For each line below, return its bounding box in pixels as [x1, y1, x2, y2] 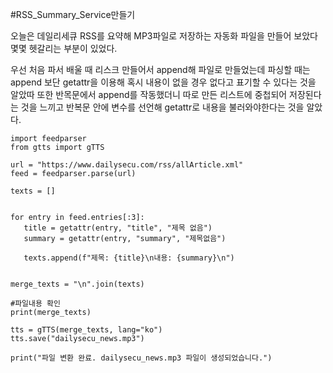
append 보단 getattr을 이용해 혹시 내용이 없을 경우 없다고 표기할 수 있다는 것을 [10, 76, 317, 88]
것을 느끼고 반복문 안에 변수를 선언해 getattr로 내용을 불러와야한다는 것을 [20, 101, 305, 113]
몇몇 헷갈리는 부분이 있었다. [10, 43, 118, 54]
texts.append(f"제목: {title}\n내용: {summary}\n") [23, 253, 235, 263]
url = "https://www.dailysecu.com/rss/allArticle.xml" [10, 160, 244, 170]
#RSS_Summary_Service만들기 [10, 9, 136, 20]
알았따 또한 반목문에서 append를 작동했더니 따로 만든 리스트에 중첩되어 [10, 89, 288, 100]
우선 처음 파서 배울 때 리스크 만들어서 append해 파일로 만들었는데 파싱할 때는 [10, 64, 311, 75]
